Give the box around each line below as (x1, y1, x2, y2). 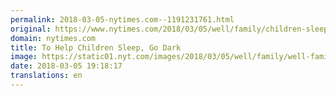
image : (10, 52, 38, 62)
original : (10, 24, 52, 34)
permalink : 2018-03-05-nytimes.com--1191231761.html (10, 14, 235, 25)
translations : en (10, 71, 83, 81)
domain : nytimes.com (10, 33, 97, 43)
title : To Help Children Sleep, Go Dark (10, 42, 182, 53)
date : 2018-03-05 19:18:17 (10, 61, 123, 71)
